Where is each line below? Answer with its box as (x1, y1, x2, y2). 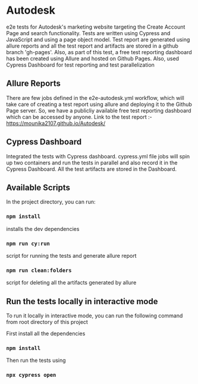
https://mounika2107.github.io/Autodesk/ (6, 120, 106, 127)
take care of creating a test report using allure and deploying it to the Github (6, 101, 192, 108)
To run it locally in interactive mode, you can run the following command (6, 312, 183, 319)
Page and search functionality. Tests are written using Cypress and (6, 29, 171, 36)
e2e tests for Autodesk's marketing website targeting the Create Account (6, 23, 186, 30)
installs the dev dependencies (6, 225, 80, 232)
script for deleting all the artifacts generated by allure (6, 279, 137, 286)
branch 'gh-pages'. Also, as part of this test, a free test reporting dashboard (6, 48, 192, 55)
